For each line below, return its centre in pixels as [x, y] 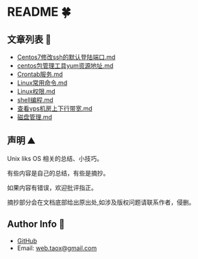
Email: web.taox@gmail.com [57, 248]
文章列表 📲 [29, 39]
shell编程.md [35, 100]
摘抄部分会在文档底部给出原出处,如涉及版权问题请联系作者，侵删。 [101, 202]
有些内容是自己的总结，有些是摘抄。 [58, 173]
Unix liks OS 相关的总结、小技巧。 [55, 158]
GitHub [27, 241]
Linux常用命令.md [42, 83]
